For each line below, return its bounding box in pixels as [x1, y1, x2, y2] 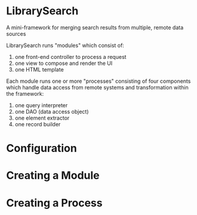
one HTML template [14, 66, 64, 73]
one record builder [14, 120, 61, 127]
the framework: [6, 90, 44, 97]
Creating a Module [6, 169, 100, 182]
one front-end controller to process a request [14, 53, 127, 60]
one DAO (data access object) [14, 108, 89, 115]
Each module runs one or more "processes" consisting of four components [6, 77, 191, 85]
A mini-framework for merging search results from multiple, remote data [6, 24, 184, 31]
